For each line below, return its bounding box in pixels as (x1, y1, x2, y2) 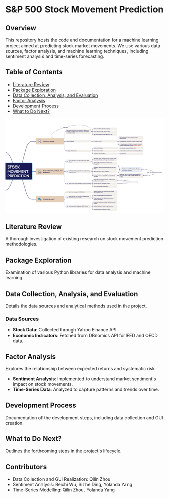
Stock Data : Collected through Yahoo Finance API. (12, 327, 118, 333)
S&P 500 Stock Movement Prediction (5, 4, 164, 15)
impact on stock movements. (12, 381, 73, 387)
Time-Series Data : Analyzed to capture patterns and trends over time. (12, 386, 159, 393)
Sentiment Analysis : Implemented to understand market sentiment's (12, 376, 156, 382)
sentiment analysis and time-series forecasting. (5, 53, 105, 59)
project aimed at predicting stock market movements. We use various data (5, 43, 160, 49)
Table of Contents (5, 68, 63, 76)
